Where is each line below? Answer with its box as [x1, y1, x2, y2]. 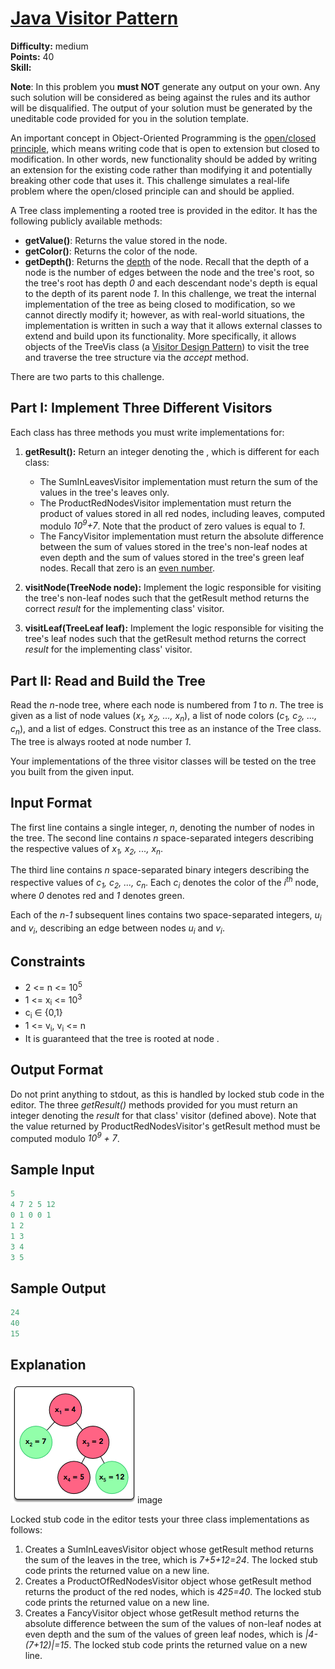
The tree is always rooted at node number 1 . [10, 735, 192, 747]
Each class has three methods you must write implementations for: [10, 426, 285, 438]
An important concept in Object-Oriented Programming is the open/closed [10, 132, 317, 144]
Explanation [10, 1357, 87, 1374]
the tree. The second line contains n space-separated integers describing [10, 832, 314, 844]
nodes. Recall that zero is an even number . [39, 562, 215, 574]
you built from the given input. [10, 765, 135, 777]
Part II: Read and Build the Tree [10, 672, 206, 689]
